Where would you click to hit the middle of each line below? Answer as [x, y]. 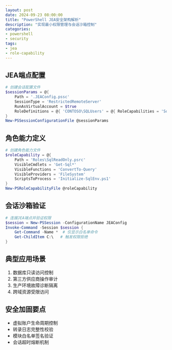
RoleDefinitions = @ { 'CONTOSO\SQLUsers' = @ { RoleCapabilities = [87, 111]
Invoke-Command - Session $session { [44, 227]
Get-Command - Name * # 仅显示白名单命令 [56, 232]
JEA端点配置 [25, 75]
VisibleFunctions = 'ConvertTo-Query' [56, 169]
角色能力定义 [26, 138]
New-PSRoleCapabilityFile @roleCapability [51, 189]
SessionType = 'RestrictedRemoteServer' [58, 102]
